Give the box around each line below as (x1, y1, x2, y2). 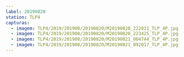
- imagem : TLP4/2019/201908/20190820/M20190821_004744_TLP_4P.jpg (11, 36, 179, 42)
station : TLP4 (5, 14, 41, 20)
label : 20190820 (5, 8, 46, 15)
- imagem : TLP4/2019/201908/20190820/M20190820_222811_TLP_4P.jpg (11, 25, 179, 31)
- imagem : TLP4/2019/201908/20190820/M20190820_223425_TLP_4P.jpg (11, 31, 179, 37)
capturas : (5, 20, 30, 26)
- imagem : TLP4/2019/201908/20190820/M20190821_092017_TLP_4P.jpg (11, 42, 179, 48)
